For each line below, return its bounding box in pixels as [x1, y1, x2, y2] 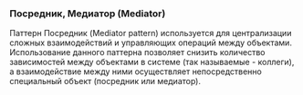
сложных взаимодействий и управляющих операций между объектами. [9, 37, 292, 48]
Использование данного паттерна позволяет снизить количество [9, 47, 266, 58]
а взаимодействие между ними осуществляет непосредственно [9, 66, 262, 77]
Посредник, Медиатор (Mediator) [9, 7, 166, 20]
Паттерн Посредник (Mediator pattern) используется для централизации [9, 28, 292, 39]
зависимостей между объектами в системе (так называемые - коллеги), [9, 57, 295, 68]
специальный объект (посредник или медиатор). [9, 76, 201, 87]
